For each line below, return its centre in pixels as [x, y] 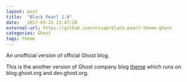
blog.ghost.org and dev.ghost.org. [47, 73]
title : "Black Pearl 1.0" [39, 17]
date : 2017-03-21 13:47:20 [42, 22]
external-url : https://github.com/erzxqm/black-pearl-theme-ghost [89, 28]
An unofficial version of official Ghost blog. [58, 55]
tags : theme [21, 39]
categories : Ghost [29, 33]
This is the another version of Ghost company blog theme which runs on [93, 67]
